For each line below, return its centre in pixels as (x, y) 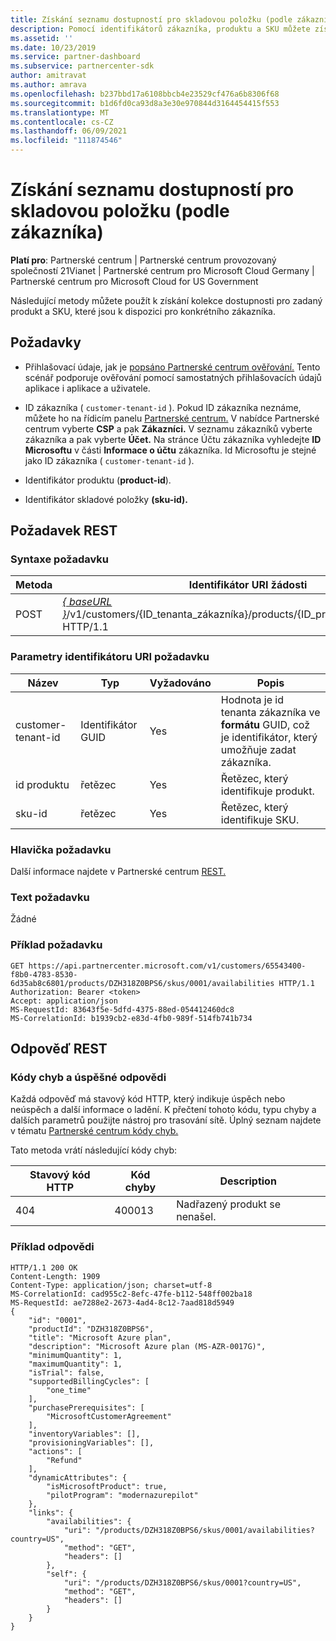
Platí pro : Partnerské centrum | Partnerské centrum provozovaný (143, 260)
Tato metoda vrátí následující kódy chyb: (94, 1150)
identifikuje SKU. (260, 819)
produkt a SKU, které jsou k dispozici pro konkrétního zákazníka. (143, 311)
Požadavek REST (64, 531)
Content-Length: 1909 (55, 1276)
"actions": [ (55, 1451)
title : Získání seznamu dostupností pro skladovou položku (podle (151, 19)
